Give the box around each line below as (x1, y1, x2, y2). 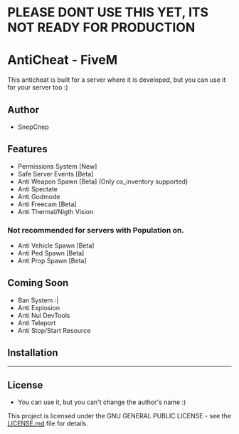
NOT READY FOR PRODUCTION (7, 19, 196, 36)
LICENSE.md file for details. (7, 419, 88, 428)
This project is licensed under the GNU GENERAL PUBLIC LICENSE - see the (7, 412, 231, 420)
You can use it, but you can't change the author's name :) (17, 398, 186, 406)
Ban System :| (17, 296, 59, 305)
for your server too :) (7, 83, 69, 92)
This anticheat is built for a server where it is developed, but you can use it (7, 75, 226, 84)
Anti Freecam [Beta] (17, 200, 77, 208)
